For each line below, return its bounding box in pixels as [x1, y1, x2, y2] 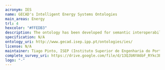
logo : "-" [5, 58, 26, 63]
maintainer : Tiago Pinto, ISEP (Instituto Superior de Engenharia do [5, 48, 151, 53]
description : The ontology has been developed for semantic [5, 30, 131, 35]
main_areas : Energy [5, 16, 45, 21]
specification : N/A [5, 35, 45, 40]
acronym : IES [5, 7, 32, 12]
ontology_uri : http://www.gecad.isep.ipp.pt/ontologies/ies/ [5, 39, 133, 44]
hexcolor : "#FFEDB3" [5, 26, 48, 31]
